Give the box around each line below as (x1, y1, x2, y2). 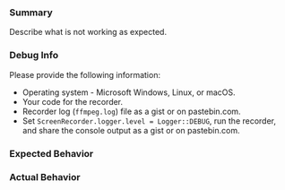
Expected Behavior (9, 147, 94, 160)
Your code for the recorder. (22, 96, 124, 107)
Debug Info (9, 49, 59, 62)
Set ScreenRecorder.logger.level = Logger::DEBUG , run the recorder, (22, 115, 276, 126)
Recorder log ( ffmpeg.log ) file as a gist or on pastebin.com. (22, 106, 241, 117)
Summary (9, 6, 54, 19)
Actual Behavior (9, 171, 81, 184)
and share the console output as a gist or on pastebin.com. (22, 125, 240, 135)
